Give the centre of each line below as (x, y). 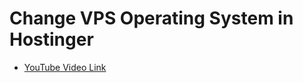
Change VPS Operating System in (151, 18)
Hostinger (51, 39)
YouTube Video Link (65, 67)
